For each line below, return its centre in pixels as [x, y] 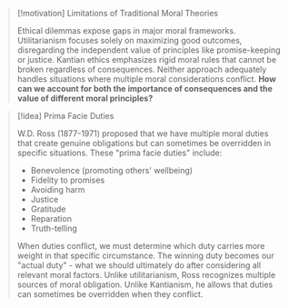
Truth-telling [54, 228]
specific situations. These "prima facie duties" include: [120, 153]
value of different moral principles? [85, 98]
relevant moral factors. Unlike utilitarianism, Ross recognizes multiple [146, 275]
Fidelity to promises [68, 180]
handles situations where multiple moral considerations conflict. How [146, 79]
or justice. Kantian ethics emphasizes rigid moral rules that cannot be [147, 60]
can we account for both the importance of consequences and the [145, 89]
